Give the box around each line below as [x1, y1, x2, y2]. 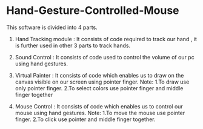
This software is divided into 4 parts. [6, 24, 98, 31]
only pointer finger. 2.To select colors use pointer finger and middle [15, 84, 184, 91]
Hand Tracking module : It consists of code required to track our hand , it [15, 35, 197, 42]
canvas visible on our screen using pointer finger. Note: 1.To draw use [15, 78, 190, 85]
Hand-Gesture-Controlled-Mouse [6, 4, 180, 18]
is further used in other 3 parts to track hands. [15, 42, 131, 49]
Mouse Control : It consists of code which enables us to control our [15, 102, 183, 110]
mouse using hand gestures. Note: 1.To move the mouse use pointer [15, 109, 185, 116]
